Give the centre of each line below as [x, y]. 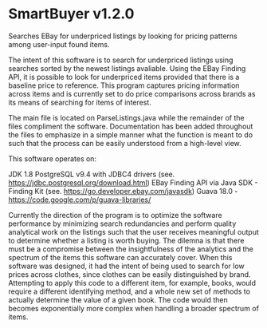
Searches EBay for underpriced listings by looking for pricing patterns [123, 36]
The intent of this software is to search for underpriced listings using [121, 60]
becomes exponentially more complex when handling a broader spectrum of [133, 308]
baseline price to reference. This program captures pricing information [124, 85]
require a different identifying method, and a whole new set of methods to [130, 291]
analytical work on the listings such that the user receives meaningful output [133, 231]
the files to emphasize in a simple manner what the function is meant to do [131, 134]
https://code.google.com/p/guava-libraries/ [80, 200]
